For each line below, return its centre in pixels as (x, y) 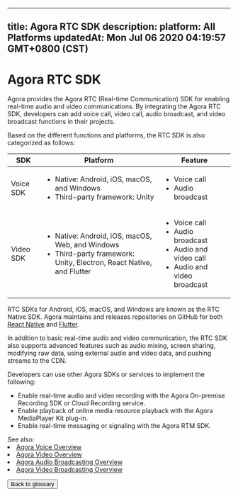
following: (22, 382)
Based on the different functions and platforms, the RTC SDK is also (106, 135)
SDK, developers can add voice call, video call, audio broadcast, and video (117, 114)
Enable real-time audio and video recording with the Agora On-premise (121, 396)
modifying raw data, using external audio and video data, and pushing (109, 353)
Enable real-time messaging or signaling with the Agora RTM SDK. (114, 426)
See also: (21, 439)
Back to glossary (33, 484)
